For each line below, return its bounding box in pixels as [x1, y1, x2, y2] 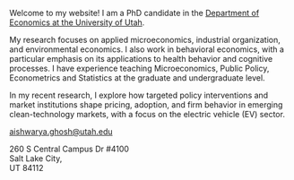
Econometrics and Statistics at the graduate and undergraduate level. [9, 73, 266, 83]
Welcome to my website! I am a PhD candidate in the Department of [9, 8, 260, 18]
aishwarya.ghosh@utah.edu [9, 126, 113, 137]
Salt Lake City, [9, 153, 63, 164]
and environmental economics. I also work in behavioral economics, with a [9, 44, 285, 55]
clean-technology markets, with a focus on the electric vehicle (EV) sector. [9, 109, 285, 119]
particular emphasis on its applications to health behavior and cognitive [9, 54, 273, 64]
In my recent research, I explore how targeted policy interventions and [9, 90, 269, 100]
